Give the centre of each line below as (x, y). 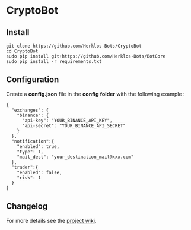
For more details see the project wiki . (51, 220)
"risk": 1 (29, 178)
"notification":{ (33, 141)
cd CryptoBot (22, 51)
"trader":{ (25, 167)
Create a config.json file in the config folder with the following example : (95, 94)
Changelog (27, 207)
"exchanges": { (30, 110)
